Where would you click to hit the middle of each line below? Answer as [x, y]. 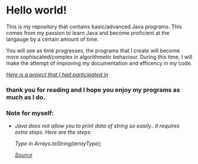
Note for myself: [30, 113]
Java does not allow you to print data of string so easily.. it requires [97, 126]
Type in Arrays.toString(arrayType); [58, 144]
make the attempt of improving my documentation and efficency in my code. [99, 63]
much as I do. [26, 97]
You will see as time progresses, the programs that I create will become [93, 50]
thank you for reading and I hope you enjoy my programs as [93, 90]
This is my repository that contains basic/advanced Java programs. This [94, 27]
